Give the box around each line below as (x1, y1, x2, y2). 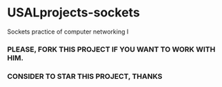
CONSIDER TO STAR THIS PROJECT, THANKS (7, 71, 163, 81)
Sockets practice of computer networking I (7, 27, 129, 36)
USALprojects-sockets (7, 5, 140, 21)
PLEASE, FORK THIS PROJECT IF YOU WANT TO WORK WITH (7, 45, 216, 54)
